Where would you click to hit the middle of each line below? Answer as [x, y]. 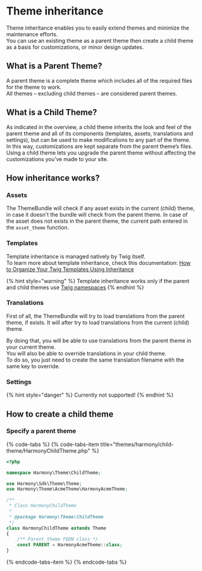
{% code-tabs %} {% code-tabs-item [53, 444]
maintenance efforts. [32, 34]
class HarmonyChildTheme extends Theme [56, 528]
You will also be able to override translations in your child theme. [87, 353]
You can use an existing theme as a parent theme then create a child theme [100, 40]
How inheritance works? [53, 178]
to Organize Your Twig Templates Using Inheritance [70, 269]
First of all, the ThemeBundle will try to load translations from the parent [96, 316]
